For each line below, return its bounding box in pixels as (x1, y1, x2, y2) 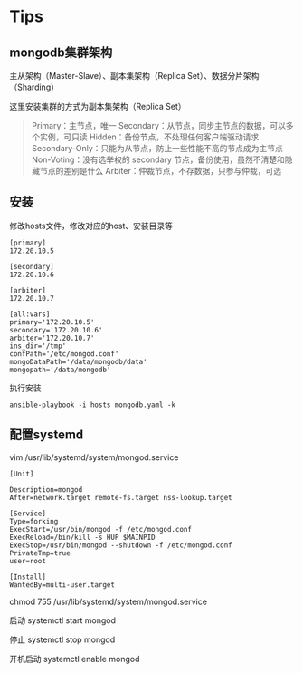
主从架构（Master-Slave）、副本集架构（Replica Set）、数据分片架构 (9, 71, 260, 81)
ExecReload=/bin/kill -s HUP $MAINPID (9, 533, 156, 542)
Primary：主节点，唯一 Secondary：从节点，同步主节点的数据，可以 (31, 120, 287, 130)
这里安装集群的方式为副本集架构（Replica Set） (9, 101, 186, 111)
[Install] (9, 572, 47, 582)
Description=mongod (9, 485, 83, 495)
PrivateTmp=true (9, 548, 71, 558)
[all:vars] (9, 310, 51, 319)
